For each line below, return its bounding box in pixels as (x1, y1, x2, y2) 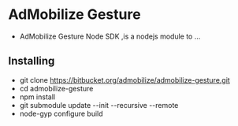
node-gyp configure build (19, 109, 104, 118)
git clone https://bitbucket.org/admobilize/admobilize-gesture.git (19, 75, 230, 84)
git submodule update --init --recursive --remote (19, 100, 179, 109)
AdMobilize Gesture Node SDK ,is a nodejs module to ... (19, 31, 201, 41)
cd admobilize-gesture (19, 83, 94, 93)
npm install (19, 92, 56, 102)
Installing (8, 54, 55, 68)
